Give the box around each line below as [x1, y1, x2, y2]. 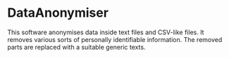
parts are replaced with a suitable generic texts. [7, 43, 146, 51]
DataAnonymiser [7, 5, 109, 21]
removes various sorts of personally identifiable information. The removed [7, 35, 223, 43]
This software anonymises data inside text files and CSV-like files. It [7, 28, 204, 36]
